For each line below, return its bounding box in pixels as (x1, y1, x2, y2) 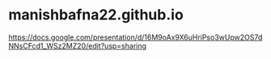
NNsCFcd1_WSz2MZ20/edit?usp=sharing (8, 40, 147, 50)
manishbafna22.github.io (8, 6, 184, 24)
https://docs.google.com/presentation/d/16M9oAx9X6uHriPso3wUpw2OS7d (8, 32, 263, 42)
